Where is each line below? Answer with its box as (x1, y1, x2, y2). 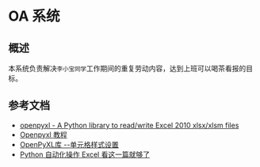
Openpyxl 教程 (19, 130, 67, 139)
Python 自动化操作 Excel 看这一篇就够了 (19, 150, 151, 159)
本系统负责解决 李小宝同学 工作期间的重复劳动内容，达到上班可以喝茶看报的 (8, 64, 247, 73)
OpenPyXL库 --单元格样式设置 (19, 139, 119, 149)
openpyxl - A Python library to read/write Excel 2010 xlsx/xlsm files (19, 120, 239, 130)
